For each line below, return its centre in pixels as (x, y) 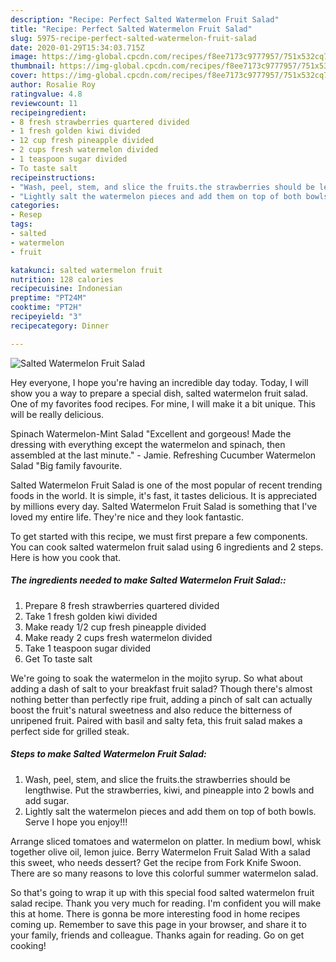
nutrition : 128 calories (62, 279)
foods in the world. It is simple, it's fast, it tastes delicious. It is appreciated (164, 495)
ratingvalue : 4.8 (46, 94)
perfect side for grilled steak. (70, 731)
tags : (21, 224)
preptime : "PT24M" (48, 298)
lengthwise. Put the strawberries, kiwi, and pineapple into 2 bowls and (169, 790)
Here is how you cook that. (66, 557)
